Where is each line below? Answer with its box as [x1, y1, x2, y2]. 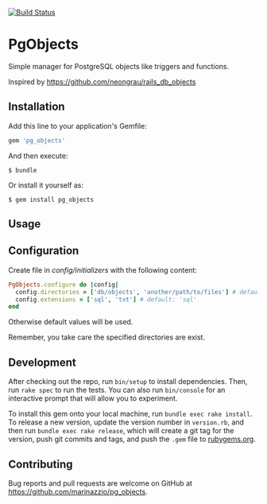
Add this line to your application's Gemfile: [8, 121, 147, 130]
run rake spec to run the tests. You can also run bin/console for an [8, 386, 226, 395]
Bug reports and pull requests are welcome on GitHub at [8, 478, 193, 488]
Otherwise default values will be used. [8, 317, 133, 327]
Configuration [8, 244, 79, 258]
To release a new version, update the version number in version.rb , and [8, 417, 245, 427]
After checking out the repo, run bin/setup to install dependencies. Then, [8, 377, 248, 386]
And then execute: [8, 151, 68, 161]
